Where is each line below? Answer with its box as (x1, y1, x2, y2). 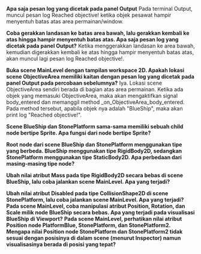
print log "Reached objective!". (6, 111, 82, 118)
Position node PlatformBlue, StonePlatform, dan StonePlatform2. (6, 222, 171, 229)
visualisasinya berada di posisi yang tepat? (6, 241, 116, 248)
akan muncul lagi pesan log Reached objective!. (6, 55, 124, 62)
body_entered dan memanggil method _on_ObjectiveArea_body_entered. (6, 98, 185, 106)
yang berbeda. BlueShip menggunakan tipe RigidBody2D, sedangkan (6, 147, 182, 154)
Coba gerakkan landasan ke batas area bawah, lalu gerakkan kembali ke (6, 29, 190, 37)
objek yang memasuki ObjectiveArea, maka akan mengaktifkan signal (6, 92, 178, 99)
